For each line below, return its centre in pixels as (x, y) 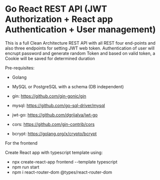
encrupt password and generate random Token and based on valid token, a (80, 53)
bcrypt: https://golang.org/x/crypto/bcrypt (54, 133)
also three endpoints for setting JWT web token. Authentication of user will (80, 48)
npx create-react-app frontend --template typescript (65, 162)
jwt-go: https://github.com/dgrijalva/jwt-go (55, 115)
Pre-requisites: (20, 68)
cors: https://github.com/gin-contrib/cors (53, 124)
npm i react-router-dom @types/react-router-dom (62, 172)
